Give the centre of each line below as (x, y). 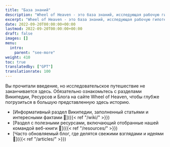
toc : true (16, 62)
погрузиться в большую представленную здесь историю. (68, 102)
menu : (11, 43)
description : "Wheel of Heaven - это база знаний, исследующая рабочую (82, 15)
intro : (17, 48)
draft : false (19, 34)
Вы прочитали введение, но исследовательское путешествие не (75, 86)
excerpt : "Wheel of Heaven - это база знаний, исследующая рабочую (78, 19)
